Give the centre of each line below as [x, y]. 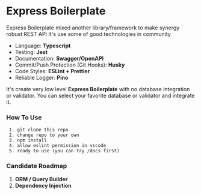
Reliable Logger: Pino [42, 77]
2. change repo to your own [44, 135]
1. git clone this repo [39, 130]
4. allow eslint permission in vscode [57, 146]
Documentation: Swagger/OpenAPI [59, 58]
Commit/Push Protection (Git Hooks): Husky [70, 65]
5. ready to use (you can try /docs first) [64, 151]
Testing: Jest [31, 52]
